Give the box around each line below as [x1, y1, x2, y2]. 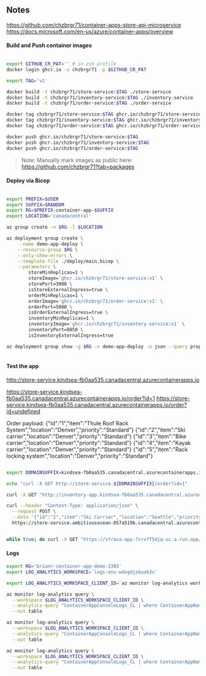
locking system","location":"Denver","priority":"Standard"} [6, 452, 153, 460]
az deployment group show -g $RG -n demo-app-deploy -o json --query [6, 344, 188, 350]
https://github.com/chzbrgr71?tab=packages [21, 163, 135, 170]
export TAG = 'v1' [6, 77, 48, 84]
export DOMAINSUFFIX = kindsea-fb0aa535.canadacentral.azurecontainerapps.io [6, 470, 204, 476]
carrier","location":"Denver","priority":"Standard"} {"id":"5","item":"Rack [6, 446, 188, 453]
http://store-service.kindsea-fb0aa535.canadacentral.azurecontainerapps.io [6, 376, 200, 383]
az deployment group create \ [6, 235, 84, 242]
